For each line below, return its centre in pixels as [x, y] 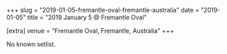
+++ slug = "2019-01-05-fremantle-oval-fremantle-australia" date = [103, 10]
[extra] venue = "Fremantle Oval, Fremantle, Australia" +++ [90, 31]
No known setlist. [31, 44]
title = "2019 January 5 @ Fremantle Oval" [87, 17]
